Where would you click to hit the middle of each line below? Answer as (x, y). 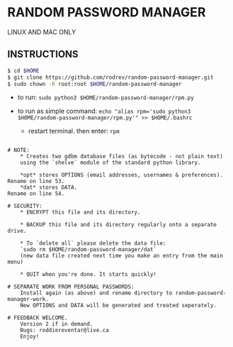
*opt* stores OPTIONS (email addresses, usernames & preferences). (121, 175)
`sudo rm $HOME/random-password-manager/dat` (89, 250)
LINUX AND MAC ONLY (42, 32)
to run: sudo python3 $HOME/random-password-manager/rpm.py (106, 97)
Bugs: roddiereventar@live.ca (65, 331)
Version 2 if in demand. (57, 324)
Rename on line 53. (36, 182)
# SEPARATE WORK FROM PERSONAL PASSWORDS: (71, 287)
